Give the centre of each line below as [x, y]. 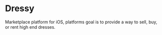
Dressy [20, 9]
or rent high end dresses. [30, 27]
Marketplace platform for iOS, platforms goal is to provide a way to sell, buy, [81, 22]
